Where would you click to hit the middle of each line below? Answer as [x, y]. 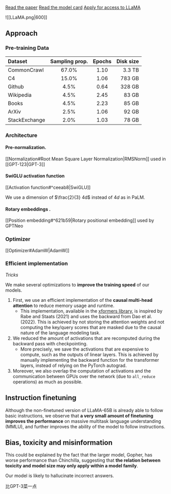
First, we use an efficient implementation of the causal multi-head [82, 300]
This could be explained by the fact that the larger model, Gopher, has [79, 455]
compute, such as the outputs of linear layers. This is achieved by [89, 354]
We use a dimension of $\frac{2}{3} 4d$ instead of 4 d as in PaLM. [75, 197]
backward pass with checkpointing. [50, 343]
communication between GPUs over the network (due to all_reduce [84, 376]
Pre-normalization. [26, 148]
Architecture [21, 135]
